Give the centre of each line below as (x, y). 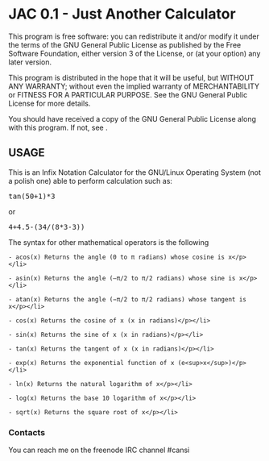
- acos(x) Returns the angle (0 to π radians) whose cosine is (117, 257)
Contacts (27, 432)
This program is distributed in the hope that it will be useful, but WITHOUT (131, 77)
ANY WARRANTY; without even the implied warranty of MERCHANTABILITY (134, 86)
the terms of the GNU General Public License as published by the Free (125, 44)
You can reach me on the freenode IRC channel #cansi (99, 450)
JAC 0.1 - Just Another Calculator (122, 14)
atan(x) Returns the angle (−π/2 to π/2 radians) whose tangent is (131, 299)
